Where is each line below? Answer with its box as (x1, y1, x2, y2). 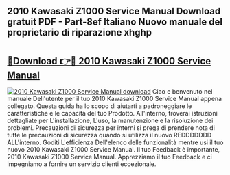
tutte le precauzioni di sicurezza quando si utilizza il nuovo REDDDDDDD (7, 131, 212, 139)
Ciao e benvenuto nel (152, 87, 213, 95)
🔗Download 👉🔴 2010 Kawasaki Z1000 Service (7, 55, 211, 67)
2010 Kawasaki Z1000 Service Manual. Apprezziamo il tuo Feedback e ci (7, 153, 213, 161)
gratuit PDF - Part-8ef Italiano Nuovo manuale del (7, 16, 223, 28)
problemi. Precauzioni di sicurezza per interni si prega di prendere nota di (7, 124, 215, 132)
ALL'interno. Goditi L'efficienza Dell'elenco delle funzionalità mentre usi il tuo (7, 138, 224, 146)
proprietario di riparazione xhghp (7, 27, 152, 38)
